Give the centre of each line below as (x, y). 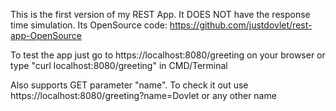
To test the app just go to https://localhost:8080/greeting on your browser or (168, 55)
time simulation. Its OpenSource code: (89, 25)
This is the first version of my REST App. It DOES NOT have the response (160, 14)
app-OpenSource (46, 35)
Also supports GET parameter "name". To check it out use (129, 85)
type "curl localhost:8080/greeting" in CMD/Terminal (119, 65)
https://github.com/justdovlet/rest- (241, 25)
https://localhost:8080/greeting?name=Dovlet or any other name (143, 95)
